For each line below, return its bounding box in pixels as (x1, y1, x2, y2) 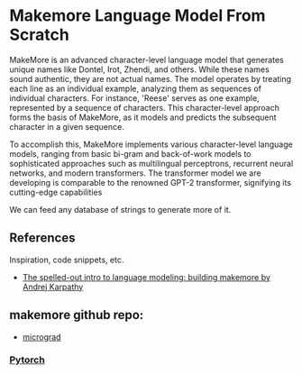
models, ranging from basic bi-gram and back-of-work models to (9, 148, 252, 159)
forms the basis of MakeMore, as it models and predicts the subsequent (9, 112, 277, 123)
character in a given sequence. (9, 121, 124, 132)
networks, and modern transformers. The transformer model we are (9, 168, 261, 178)
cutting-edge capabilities (9, 187, 103, 197)
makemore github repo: (9, 307, 144, 323)
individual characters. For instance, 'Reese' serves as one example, (9, 92, 260, 104)
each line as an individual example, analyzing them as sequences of (9, 83, 261, 94)
